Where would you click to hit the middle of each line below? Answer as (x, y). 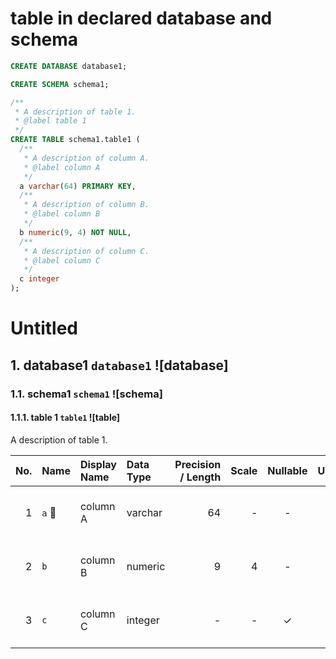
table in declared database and (141, 18)
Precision (198, 464)
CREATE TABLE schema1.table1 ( (75, 140)
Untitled (44, 328)
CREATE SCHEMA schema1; (60, 84)
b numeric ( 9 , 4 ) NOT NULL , (75, 232)
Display (98, 464)
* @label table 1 (50, 121)
